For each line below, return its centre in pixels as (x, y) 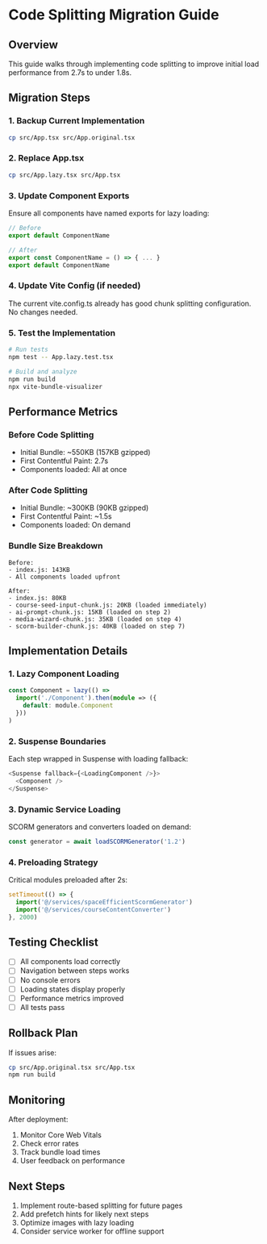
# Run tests (28, 349)
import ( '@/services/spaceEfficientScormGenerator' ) (104, 902)
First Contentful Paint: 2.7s (64, 461)
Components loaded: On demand (75, 525)
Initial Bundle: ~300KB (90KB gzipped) (84, 508)
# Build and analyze (43, 372)
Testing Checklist (53, 942)
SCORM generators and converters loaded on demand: (100, 827)
